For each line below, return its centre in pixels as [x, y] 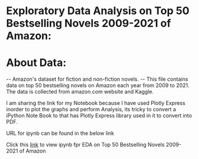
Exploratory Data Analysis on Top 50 [98, 11]
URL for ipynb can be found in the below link [60, 133]
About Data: [36, 63]
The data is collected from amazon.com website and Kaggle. [80, 92]
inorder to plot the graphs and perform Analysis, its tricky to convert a [91, 110]
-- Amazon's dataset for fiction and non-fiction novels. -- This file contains [97, 79]
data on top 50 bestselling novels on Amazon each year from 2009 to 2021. [98, 85]
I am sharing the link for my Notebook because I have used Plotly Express [96, 103]
